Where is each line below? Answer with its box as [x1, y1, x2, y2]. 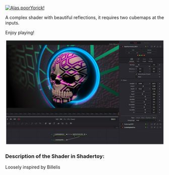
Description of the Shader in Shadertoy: [5, 153, 105, 160]
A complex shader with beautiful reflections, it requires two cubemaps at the [5, 15, 164, 20]
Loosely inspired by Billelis [5, 164, 61, 170]
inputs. [5, 20, 20, 26]
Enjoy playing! [5, 30, 34, 35]
